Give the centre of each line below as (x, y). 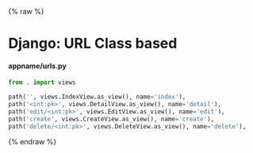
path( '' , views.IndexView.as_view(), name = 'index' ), (97, 97)
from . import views (42, 82)
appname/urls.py (38, 66)
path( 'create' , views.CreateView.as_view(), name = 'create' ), (111, 119)
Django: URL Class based (93, 44)
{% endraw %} (33, 141)
